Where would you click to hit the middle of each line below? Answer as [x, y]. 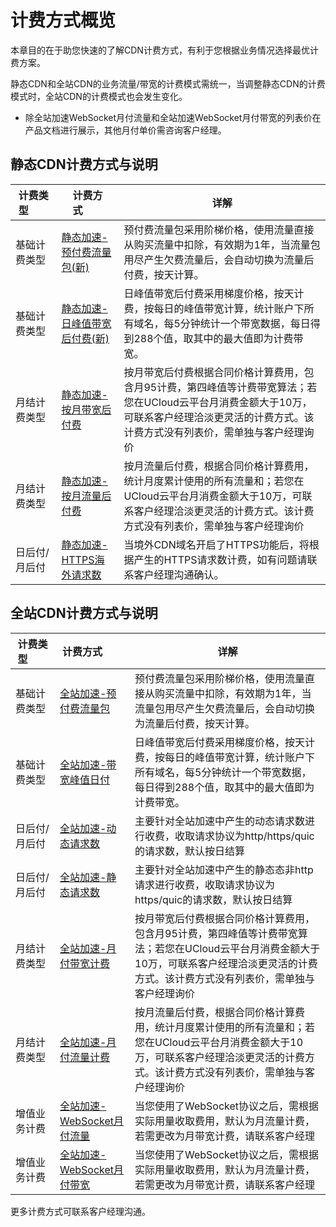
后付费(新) [85, 338]
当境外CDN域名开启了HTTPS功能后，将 [216, 544]
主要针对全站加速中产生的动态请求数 [220, 821]
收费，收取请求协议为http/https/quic [229, 836]
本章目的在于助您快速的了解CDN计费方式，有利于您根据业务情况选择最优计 [164, 50]
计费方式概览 [63, 20]
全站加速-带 [88, 764]
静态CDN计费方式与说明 [84, 164]
